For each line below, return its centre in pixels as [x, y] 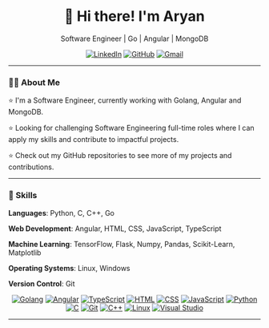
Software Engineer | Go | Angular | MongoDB [134, 38]
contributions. [31, 167]
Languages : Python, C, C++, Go [61, 213]
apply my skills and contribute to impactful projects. [94, 140]
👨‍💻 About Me [34, 82]
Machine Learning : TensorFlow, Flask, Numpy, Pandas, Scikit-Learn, [122, 244]
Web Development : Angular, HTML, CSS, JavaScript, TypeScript [115, 229]
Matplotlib [25, 253]
